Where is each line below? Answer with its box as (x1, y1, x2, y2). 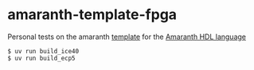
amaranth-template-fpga (7, 6, 177, 24)
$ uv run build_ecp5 (7, 54, 76, 62)
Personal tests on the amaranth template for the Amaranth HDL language (7, 32, 246, 41)
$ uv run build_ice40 (7, 47, 80, 55)
